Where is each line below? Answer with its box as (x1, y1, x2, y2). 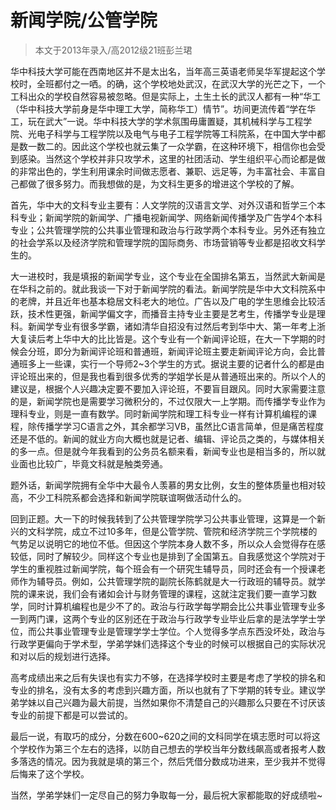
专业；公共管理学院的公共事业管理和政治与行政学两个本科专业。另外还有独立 (10, 224, 326, 236)
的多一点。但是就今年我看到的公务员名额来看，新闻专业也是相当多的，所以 (10, 445, 317, 457)
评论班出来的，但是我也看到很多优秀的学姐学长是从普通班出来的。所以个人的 (10, 370, 326, 382)
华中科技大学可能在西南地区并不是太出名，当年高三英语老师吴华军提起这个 (10, 65, 317, 77)
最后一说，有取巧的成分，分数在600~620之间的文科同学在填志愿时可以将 (10, 730, 312, 742)
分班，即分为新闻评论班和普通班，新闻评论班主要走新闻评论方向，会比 (27, 345, 317, 357)
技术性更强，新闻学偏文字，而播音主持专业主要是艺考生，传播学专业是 (27, 307, 317, 320)
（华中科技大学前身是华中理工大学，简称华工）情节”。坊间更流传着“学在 (10, 102, 308, 115)
